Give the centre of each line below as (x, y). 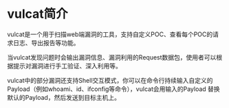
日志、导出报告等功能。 (46, 42)
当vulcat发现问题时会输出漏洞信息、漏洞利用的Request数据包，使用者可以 (112, 57)
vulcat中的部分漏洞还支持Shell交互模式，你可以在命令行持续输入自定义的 (110, 80)
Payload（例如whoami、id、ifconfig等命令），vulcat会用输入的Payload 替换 (113, 89)
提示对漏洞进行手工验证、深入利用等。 (67, 66)
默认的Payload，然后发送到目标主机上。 (64, 97)
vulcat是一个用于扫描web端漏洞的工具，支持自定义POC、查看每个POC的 (110, 34)
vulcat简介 (38, 14)
